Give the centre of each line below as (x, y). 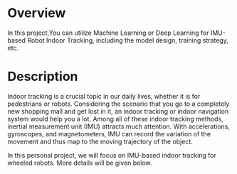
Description (43, 77)
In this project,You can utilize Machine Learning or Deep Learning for (108, 33)
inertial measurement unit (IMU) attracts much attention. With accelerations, (118, 126)
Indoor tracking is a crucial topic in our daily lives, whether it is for (104, 96)
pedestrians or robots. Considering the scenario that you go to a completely (118, 104)
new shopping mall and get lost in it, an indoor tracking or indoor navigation (118, 111)
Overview (37, 13)
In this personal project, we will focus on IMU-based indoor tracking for (112, 155)
